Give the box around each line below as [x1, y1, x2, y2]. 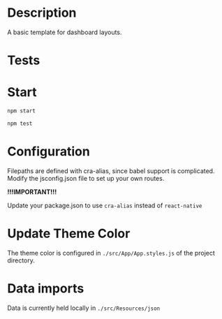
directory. [7, 256, 35, 265]
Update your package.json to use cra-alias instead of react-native [7, 201, 202, 209]
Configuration [7, 144, 91, 159]
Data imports [7, 281, 84, 296]
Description [7, 5, 77, 21]
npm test [7, 120, 33, 127]
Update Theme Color [7, 225, 131, 242]
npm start [7, 107, 36, 114]
